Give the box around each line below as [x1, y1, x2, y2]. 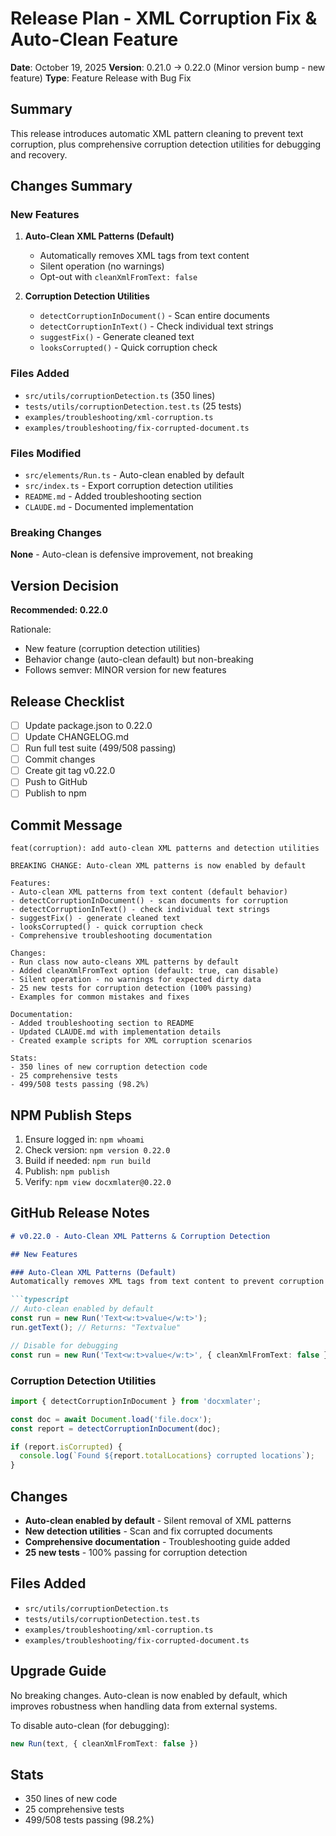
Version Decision [10, 577, 119, 594]
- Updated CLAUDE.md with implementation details [10, 1027, 222, 1037]
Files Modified [10, 446, 82, 460]
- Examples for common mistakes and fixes [10, 992, 190, 1002]
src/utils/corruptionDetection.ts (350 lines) [24, 389, 216, 401]
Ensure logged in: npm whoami [24, 1133, 145, 1146]
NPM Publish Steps [10, 1107, 133, 1124]
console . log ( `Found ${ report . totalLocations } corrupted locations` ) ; [19, 1451, 315, 1461]
